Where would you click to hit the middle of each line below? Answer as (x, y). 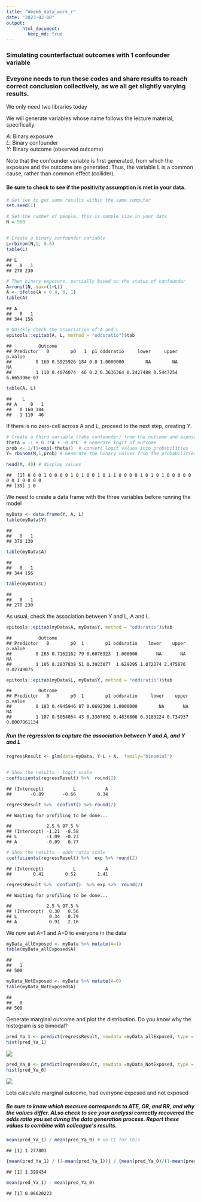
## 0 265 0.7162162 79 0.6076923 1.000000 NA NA (96, 654)
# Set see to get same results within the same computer (79, 200)
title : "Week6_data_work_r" (41, 12)
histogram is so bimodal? (37, 1026)
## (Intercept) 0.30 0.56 (42, 911)
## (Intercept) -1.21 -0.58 (42, 831)
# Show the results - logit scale (49, 773)
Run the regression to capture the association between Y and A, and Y (96, 735)
